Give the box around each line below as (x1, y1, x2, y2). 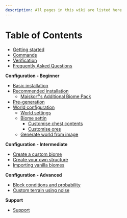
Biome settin (20, 115, 47, 121)
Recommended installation (12, 88, 69, 94)
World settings (20, 109, 51, 115)
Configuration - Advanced (5, 172, 62, 178)
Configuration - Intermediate (5, 141, 68, 147)
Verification (12, 57, 37, 63)
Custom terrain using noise (12, 187, 70, 193)
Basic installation (12, 82, 48, 88)
